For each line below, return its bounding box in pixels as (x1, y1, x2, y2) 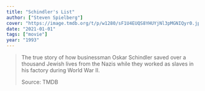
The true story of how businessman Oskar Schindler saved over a (21, 54, 186, 61)
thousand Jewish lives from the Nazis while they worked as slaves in (21, 60, 194, 67)
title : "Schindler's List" (6, 8, 75, 15)
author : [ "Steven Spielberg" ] (6, 15, 84, 21)
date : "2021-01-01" (6, 25, 56, 32)
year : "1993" (6, 37, 40, 43)
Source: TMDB (21, 78, 59, 86)
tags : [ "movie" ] (6, 32, 48, 38)
